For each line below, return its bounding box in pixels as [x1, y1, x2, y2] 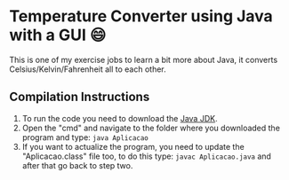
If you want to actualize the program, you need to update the [21, 141, 245, 152]
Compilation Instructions [9, 90, 150, 105]
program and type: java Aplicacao [21, 131, 149, 143]
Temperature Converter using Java [9, 6, 273, 27]
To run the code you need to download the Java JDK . [21, 113, 218, 123]
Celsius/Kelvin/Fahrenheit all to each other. [9, 64, 166, 74]
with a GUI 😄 [9, 25, 107, 45]
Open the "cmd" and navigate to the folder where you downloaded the [21, 122, 280, 133]
